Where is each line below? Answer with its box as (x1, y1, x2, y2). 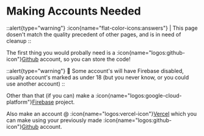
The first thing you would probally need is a (6, 49, 116, 56)
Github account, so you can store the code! (21, 55, 131, 63)
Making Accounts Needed (6, 4, 142, 18)
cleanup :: (6, 37, 32, 44)
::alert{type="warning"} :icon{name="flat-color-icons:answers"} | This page (6, 24, 198, 32)
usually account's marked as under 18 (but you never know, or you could (6, 73, 189, 81)
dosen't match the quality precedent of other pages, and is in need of (6, 30, 181, 38)
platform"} (6, 98, 32, 106)
